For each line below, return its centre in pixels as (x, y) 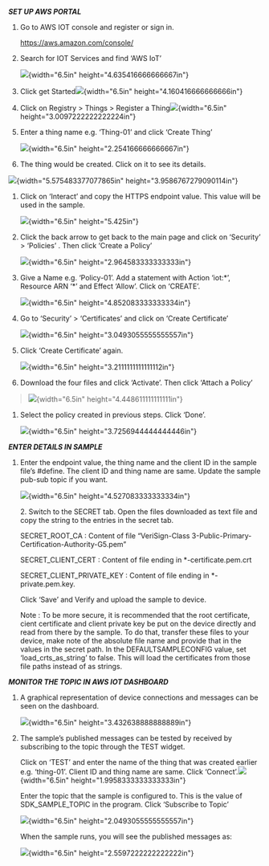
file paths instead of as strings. (71, 666)
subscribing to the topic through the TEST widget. (102, 747)
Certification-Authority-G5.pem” (73, 544)
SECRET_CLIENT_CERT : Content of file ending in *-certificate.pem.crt (136, 560)
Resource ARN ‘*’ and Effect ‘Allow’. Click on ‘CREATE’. (110, 286)
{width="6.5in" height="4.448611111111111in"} (109, 399)
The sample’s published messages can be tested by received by (126, 738)
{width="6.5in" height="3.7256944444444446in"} (112, 431)
